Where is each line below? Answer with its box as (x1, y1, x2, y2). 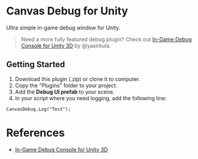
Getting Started (6, 59, 65, 70)
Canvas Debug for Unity (6, 4, 128, 18)
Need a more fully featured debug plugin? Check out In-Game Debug (20, 35, 192, 43)
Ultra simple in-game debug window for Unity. (6, 24, 121, 31)
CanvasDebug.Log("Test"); (6, 106, 71, 112)
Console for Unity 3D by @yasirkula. (20, 42, 111, 49)
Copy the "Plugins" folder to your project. (14, 82, 118, 89)
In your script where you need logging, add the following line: (14, 94, 167, 101)
